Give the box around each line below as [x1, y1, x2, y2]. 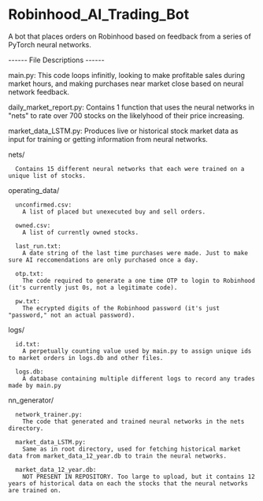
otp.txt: [15, 269, 44, 277]
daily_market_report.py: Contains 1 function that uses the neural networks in [8, 102, 254, 112]
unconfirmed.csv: [15, 201, 72, 209]
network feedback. [8, 87, 69, 96]
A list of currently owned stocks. [22, 228, 139, 236]
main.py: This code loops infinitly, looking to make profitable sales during [8, 70, 246, 80]
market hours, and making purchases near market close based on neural [8, 79, 244, 88]
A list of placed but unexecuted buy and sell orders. [22, 207, 206, 216]
